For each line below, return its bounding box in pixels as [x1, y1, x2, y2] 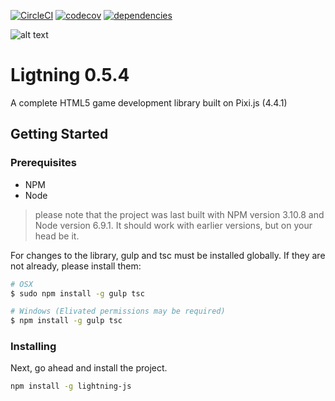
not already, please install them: [10, 260, 142, 272]
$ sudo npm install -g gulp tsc [10, 288, 145, 299]
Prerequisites [10, 156, 77, 170]
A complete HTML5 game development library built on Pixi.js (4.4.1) [10, 96, 288, 109]
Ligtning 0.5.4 [10, 64, 130, 87]
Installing [10, 340, 57, 354]
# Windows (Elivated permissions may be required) [10, 306, 226, 317]
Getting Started [10, 126, 109, 143]
